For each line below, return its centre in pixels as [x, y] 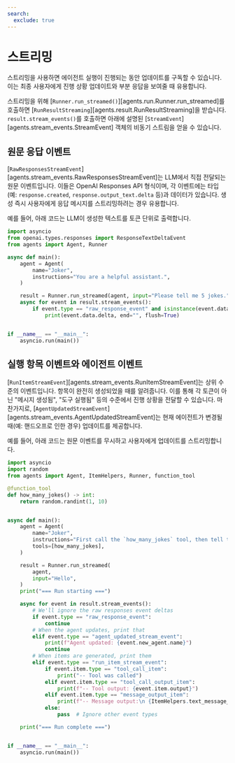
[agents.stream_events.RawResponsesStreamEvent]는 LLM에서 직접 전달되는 [116, 177]
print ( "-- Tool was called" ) [99, 676]
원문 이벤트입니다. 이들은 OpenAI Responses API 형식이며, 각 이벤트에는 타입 [113, 186]
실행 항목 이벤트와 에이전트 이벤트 [75, 364]
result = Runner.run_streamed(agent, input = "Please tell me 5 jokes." [125, 296]
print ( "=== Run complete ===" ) [65, 727]
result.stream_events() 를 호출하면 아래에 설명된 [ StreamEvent [94, 119]
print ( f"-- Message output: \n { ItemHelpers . [123, 701]
